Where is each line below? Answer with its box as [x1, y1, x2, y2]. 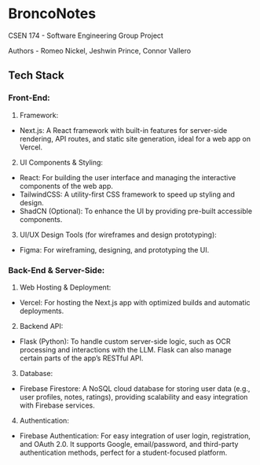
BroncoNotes [8, 5, 97, 23]
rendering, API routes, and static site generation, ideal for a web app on [19, 134, 251, 143]
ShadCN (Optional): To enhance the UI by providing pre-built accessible [19, 206, 253, 216]
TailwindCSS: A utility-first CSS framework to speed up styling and [19, 190, 236, 199]
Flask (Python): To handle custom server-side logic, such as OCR [19, 336, 231, 346]
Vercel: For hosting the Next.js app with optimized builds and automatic [19, 297, 251, 307]
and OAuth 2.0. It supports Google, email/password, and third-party [19, 439, 239, 448]
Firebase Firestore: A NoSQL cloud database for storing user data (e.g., [19, 383, 251, 393]
